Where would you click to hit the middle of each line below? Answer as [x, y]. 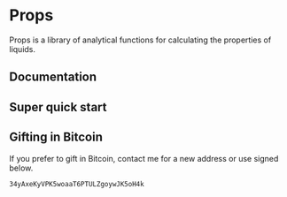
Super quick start [58, 107]
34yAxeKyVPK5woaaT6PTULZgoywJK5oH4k [77, 184]
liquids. [23, 49]
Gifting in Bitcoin [56, 137]
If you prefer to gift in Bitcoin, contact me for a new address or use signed [144, 158]
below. [21, 168]
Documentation [53, 77]
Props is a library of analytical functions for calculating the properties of [140, 40]
